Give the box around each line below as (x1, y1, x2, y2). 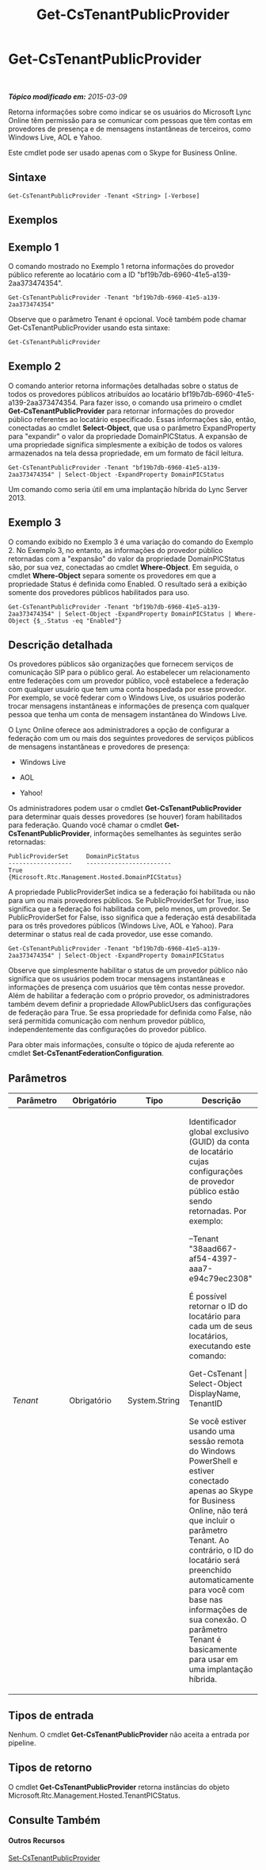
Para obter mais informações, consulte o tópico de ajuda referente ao (8, 1040, 235, 1050)
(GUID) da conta (188, 1136, 250, 1147)
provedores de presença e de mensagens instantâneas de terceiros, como (8, 124, 252, 133)
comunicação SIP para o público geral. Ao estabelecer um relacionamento (8, 668, 251, 678)
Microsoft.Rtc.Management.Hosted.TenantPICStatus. (8, 1791, 180, 1800)
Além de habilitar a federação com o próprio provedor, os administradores (8, 991, 250, 1000)
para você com (188, 1584, 245, 1595)
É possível (188, 1291, 227, 1302)
